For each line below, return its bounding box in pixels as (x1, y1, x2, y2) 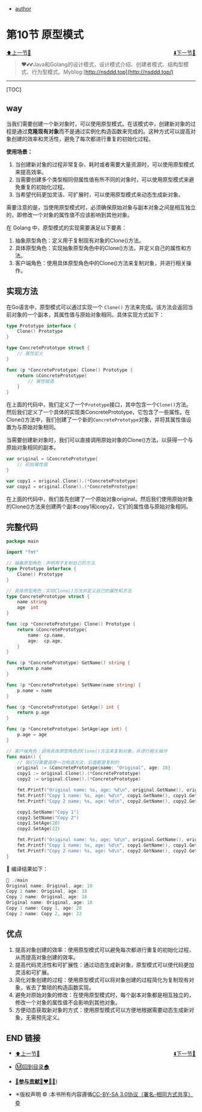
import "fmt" (6, 549, 39, 556)
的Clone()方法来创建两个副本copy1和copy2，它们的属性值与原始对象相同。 (6, 503, 192, 510)
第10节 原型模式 (6, 28, 84, 42)
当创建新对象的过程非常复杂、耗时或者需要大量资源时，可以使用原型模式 (14, 161, 194, 168)
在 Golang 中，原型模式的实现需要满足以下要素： (6, 224, 127, 231)
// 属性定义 (17, 350, 43, 357)
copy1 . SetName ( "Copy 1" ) (17, 809, 79, 815)
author (14, 5, 32, 12)
